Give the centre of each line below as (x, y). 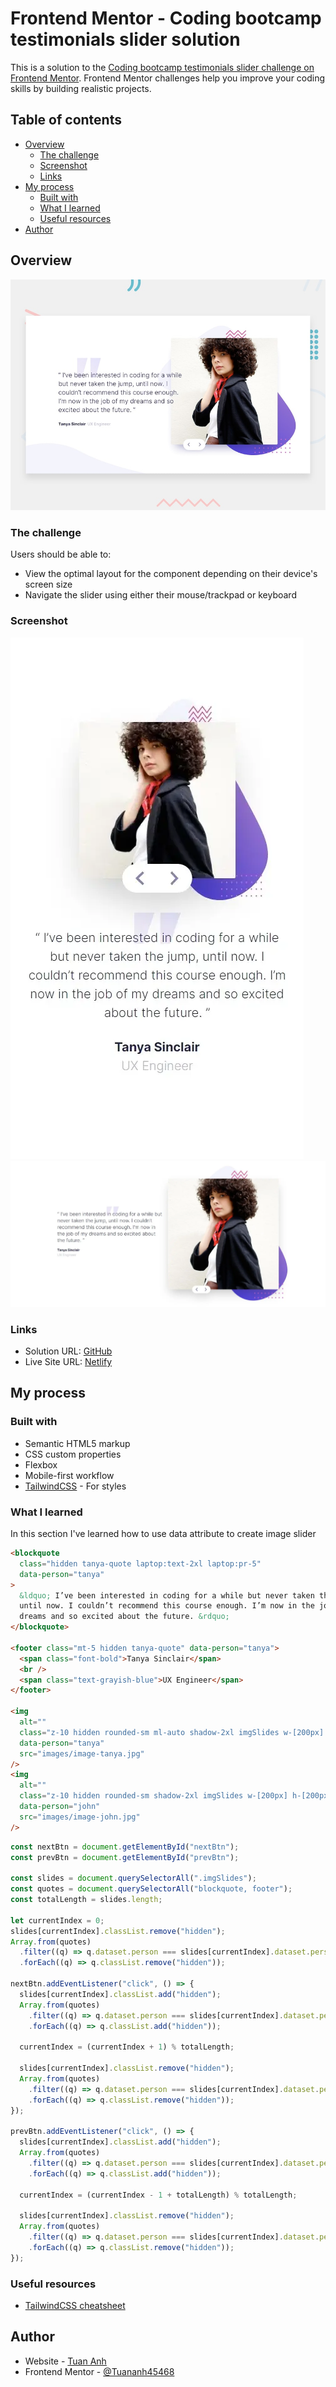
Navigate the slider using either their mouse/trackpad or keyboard (160, 595)
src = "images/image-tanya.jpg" (82, 1753)
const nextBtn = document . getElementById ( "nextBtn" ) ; (125, 1847)
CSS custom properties (73, 1454)
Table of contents (66, 120)
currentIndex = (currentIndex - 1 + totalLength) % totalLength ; (158, 2195)
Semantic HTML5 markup (77, 1443)
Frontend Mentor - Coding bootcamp (166, 18)
